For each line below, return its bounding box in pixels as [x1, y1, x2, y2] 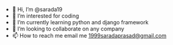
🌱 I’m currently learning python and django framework [12, 19, 149, 26]
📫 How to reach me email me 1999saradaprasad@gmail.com [12, 32, 167, 39]
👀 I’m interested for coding [12, 12, 79, 19]
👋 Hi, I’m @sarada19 [12, 6, 63, 13]
